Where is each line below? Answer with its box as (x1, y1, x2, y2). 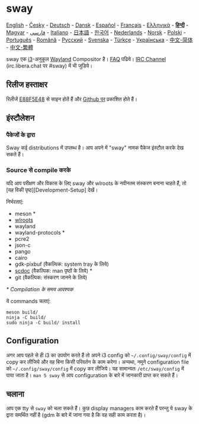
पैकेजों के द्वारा (6, 131, 36, 139)
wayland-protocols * (14, 229, 65, 236)
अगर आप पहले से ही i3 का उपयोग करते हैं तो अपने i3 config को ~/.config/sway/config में (6, 352, 191, 359)
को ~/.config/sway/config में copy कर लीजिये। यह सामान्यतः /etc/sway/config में (6, 365, 185, 372)
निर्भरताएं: (6, 198, 24, 205)
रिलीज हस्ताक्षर (6, 79, 48, 90)
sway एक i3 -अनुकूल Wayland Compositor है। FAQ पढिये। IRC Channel (6, 55, 166, 62)
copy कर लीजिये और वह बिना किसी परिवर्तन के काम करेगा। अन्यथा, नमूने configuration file (6, 358, 190, 365)
